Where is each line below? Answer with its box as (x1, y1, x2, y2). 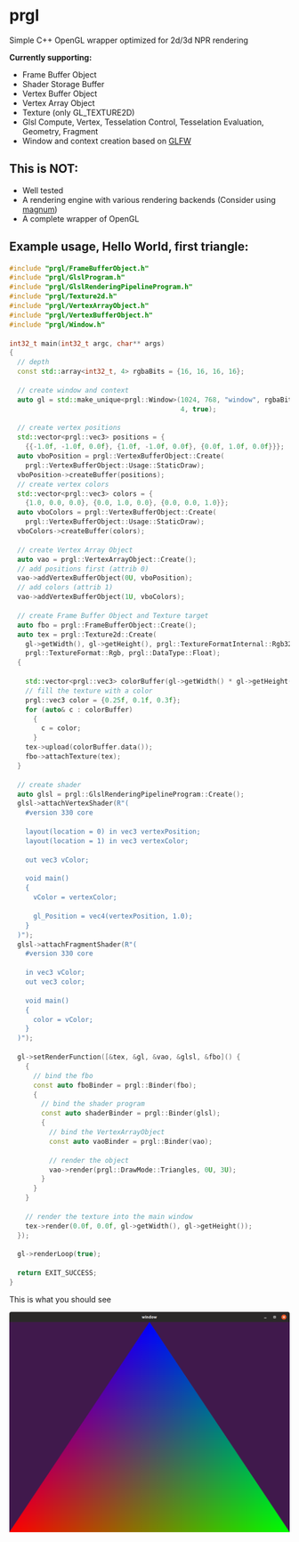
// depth (17, 358, 50, 367)
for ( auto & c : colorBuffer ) (25, 705, 133, 714)
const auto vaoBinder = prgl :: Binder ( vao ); (48, 1137, 214, 1146)
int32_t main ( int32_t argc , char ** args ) (9, 339, 166, 348)
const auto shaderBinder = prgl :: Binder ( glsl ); (41, 1109, 221, 1118)
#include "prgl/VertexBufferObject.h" (9, 311, 153, 320)
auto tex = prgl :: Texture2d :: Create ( (17, 629, 158, 639)
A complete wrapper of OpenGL (21, 213, 140, 223)
